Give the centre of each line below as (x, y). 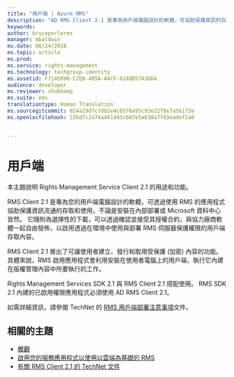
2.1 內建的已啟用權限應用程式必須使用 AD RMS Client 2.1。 (90, 292)
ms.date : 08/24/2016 (37, 46)
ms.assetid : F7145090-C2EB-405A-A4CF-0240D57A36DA (82, 78)
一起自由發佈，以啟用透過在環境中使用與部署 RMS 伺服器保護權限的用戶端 (119, 228)
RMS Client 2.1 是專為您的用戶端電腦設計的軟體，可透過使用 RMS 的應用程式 (116, 201)
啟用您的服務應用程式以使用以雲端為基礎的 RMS (86, 358)
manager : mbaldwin (34, 40)
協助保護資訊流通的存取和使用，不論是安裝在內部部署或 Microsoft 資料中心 (114, 210)
